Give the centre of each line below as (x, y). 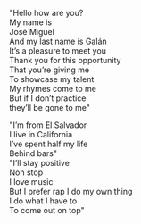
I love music (31, 182)
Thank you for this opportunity (65, 60)
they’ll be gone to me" (50, 108)
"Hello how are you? (46, 13)
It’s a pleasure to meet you (58, 51)
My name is (30, 22)
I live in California (41, 134)
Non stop (26, 172)
